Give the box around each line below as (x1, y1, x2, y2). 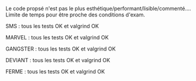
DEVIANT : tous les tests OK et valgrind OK (5, 57, 111, 63)
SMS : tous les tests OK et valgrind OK (5, 23, 99, 29)
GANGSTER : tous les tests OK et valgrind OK (5, 45, 116, 52)
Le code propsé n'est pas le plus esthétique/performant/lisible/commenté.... (5, 5, 191, 12)
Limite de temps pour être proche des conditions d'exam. (5, 11, 146, 18)
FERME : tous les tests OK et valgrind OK (5, 68, 105, 75)
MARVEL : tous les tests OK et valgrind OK (5, 34, 109, 41)
